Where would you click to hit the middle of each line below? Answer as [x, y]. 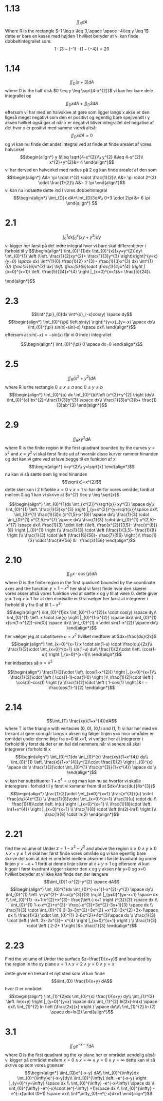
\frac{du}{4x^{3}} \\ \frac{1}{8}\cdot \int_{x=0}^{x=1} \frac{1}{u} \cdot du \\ [82, 799]
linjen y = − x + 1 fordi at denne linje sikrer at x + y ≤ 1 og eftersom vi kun [77, 864]
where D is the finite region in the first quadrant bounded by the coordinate [80, 582]
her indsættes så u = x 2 [29, 662]
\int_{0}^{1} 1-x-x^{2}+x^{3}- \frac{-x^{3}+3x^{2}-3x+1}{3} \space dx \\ [82, 905]
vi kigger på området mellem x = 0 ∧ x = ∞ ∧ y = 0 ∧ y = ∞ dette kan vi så [80, 1060]
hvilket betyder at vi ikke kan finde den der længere [57, 874]
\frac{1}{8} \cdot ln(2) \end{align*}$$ [82, 814]
